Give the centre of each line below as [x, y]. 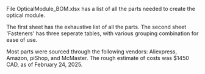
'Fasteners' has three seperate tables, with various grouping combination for [103, 33]
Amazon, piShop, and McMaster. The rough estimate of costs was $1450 [98, 58]
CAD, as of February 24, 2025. [45, 64]
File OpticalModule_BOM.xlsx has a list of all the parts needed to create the [101, 9]
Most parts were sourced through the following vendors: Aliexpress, [92, 52]
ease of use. [22, 40]
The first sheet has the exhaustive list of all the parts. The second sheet [96, 27]
